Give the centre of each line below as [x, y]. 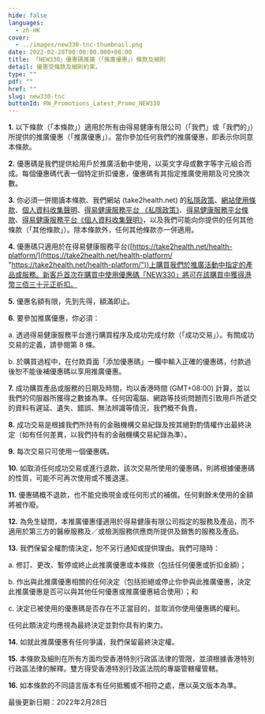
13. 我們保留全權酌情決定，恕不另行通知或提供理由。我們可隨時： [114, 548]
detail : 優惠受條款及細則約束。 [55, 67]
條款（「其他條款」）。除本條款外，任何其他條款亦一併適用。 [103, 230]
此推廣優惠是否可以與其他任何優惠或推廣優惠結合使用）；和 [103, 592]
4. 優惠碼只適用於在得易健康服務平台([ [70, 246]
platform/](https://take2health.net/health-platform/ [90, 256]
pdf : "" [21, 81]
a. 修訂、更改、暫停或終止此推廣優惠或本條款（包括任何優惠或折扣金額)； [127, 565]
